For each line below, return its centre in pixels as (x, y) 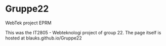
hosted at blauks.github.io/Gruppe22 (44, 38)
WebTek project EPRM (28, 23)
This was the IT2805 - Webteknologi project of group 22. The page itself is (83, 32)
